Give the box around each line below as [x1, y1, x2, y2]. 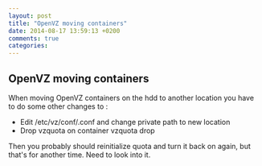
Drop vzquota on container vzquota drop [19, 126, 155, 135]
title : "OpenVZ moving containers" [8, 19, 128, 27]
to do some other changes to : [8, 102, 108, 111]
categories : [8, 42, 48, 50]
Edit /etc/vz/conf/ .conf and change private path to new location [19, 117, 231, 127]
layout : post [8, 11, 52, 20]
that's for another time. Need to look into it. [8, 150, 151, 160]
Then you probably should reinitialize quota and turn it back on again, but [8, 141, 252, 151]
